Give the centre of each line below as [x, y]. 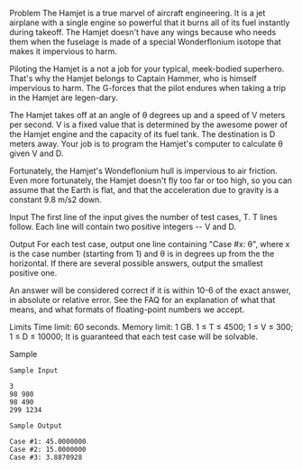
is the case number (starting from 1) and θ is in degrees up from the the [142, 253]
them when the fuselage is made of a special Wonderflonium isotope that [145, 41]
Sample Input [34, 371]
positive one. [33, 273]
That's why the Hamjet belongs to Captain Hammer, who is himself [133, 78]
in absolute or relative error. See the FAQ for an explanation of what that [142, 300]
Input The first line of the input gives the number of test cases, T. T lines [143, 217]
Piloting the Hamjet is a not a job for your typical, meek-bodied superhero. [147, 69]
